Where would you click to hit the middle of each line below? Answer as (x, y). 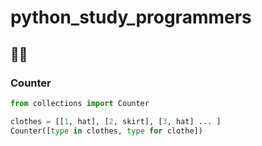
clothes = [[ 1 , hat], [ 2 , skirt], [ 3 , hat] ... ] (116, 121)
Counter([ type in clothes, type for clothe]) (106, 131)
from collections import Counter (80, 103)
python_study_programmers (131, 17)
